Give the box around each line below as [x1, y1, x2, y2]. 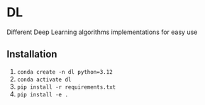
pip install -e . [16, 91, 69, 98]
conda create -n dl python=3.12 [16, 68, 113, 75]
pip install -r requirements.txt [16, 83, 116, 91]
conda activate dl [16, 76, 72, 83]
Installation [6, 48, 57, 60]
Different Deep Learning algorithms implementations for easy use [6, 28, 198, 36]
